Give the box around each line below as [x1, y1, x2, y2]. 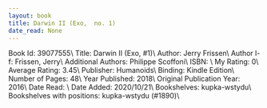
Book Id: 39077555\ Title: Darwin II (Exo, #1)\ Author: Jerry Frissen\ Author [8, 49, 253, 58]
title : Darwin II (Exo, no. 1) [8, 19, 116, 27]
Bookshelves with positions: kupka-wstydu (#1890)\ [8, 91, 180, 101]
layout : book [8, 11, 52, 20]
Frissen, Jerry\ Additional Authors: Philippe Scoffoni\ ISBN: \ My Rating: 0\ [14, 57, 259, 66]
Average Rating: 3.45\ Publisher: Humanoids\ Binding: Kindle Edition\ [8, 66, 234, 75]
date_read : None [8, 26, 62, 34]
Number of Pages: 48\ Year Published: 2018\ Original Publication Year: [8, 74, 241, 84]
